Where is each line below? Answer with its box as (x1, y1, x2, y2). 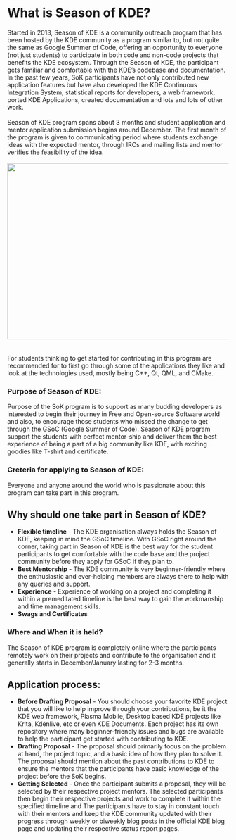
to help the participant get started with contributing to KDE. (17, 734, 189, 744)
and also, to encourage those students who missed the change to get (7, 418, 209, 426)
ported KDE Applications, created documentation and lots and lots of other (7, 95, 223, 104)
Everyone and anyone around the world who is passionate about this (7, 481, 206, 489)
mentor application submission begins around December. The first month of (7, 125, 227, 134)
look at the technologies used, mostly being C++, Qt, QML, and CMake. (7, 368, 214, 377)
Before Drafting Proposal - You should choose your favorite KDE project (17, 697, 228, 706)
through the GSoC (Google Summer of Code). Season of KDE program (7, 425, 211, 434)
